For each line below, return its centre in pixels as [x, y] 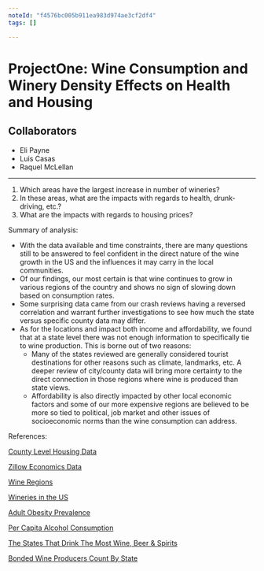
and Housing [50, 102]
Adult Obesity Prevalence [49, 512]
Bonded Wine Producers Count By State [73, 558]
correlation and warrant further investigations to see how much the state [137, 312]
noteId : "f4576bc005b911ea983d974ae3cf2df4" [82, 15]
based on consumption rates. [67, 295]
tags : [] [22, 23]
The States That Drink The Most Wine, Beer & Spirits [93, 543]
